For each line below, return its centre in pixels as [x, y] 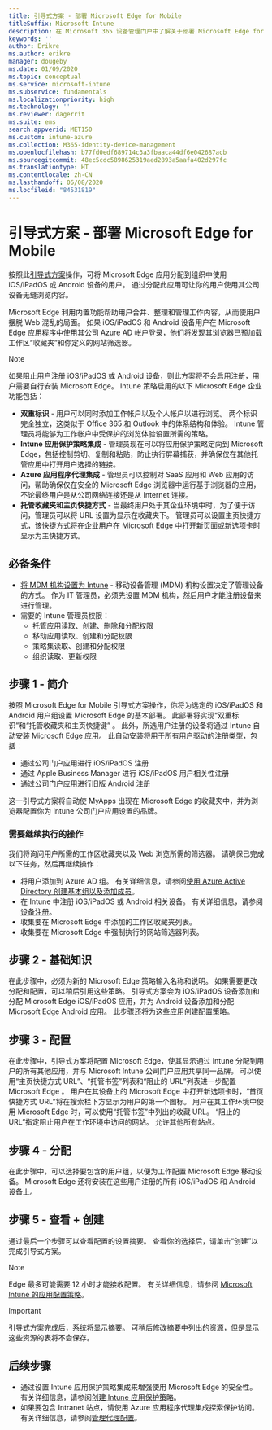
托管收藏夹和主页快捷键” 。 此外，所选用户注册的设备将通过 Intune [140, 726]
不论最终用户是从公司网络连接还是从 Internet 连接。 [106, 494]
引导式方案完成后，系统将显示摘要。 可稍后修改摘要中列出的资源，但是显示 [134, 1327]
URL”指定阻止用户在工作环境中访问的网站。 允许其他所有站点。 [114, 1122]
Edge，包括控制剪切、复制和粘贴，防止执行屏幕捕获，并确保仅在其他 [136, 454]
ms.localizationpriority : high [61, 99]
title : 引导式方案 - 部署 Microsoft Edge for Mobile [95, 16]
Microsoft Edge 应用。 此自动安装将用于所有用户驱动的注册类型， [141, 736]
